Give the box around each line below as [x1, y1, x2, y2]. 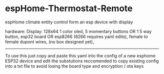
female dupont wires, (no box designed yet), [5, 38, 94, 44]
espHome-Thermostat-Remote [5, 3, 133, 14]
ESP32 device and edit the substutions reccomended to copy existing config [5, 58, 159, 64]
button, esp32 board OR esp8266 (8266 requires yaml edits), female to [5, 34, 148, 39]
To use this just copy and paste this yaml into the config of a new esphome [5, 53, 156, 58]
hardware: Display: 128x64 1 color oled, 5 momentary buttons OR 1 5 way [5, 28, 152, 34]
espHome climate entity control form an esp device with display [5, 19, 133, 25]
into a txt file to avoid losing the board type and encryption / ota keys [5, 63, 144, 69]
